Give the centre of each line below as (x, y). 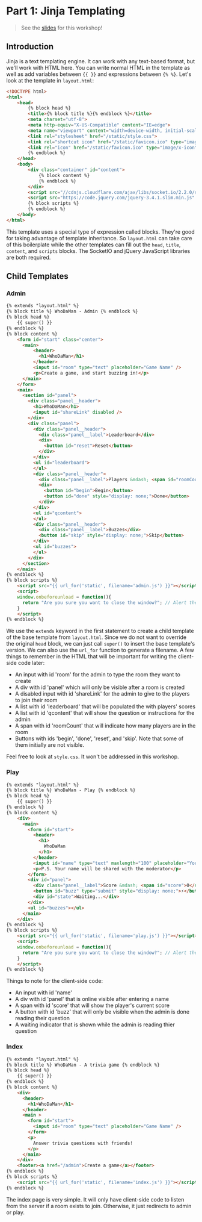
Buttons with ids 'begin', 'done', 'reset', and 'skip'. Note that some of (99, 738)
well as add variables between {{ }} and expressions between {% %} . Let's (99, 74)
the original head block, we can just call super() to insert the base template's (101, 644)
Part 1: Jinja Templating (66, 11)
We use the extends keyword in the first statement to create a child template (100, 631)
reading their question (42, 1018)
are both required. (29, 257)
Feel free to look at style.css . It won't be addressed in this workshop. (93, 756)
